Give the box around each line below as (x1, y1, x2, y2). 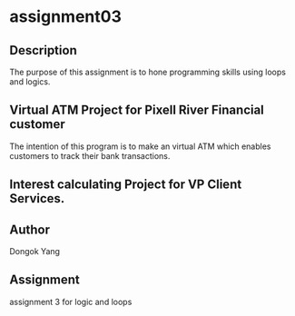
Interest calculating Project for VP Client (9, 177, 242, 193)
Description (9, 43, 77, 58)
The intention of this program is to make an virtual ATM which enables (9, 141, 271, 152)
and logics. (9, 76, 51, 87)
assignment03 (9, 6, 123, 27)
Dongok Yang (9, 246, 61, 257)
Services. (9, 191, 65, 206)
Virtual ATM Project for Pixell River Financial (9, 103, 265, 118)
